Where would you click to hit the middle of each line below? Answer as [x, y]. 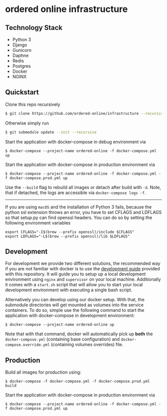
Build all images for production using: [43, 372]
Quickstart [22, 93]
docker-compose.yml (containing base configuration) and [63, 339]
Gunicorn [22, 50]
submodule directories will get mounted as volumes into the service [75, 305]
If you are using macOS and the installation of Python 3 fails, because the [79, 207]
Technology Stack [34, 28]
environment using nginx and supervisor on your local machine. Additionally [83, 279]
